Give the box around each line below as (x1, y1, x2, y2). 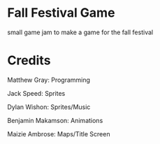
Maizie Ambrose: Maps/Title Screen (7, 129, 110, 138)
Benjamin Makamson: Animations (7, 116, 103, 124)
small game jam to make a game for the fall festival (7, 28, 154, 36)
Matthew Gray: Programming (7, 75, 91, 84)
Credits (7, 52, 51, 69)
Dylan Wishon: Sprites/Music (7, 103, 91, 111)
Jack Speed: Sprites (7, 89, 66, 97)
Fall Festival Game (7, 5, 115, 21)
